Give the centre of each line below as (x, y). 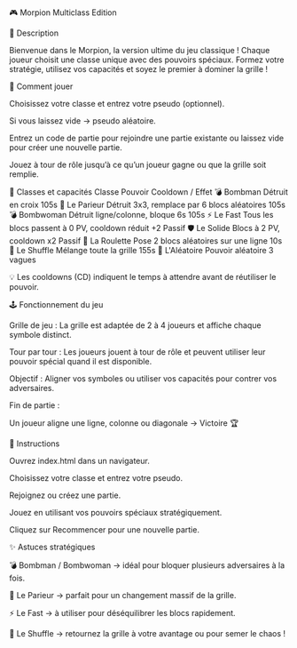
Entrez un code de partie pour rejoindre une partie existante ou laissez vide (147, 138)
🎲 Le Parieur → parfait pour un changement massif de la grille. (123, 595)
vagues (23, 260)
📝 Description (34, 33)
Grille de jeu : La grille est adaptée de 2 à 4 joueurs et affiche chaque (135, 325)
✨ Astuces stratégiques (52, 547)
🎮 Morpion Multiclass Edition (63, 12)
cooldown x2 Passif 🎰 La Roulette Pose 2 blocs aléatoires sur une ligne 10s (146, 241)
